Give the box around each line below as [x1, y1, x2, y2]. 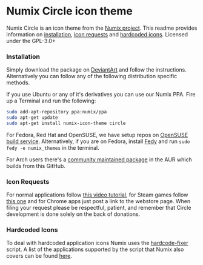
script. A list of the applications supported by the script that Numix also [6, 246, 184, 253]
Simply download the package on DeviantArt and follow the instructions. [6, 66, 187, 73]
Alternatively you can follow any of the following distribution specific [6, 73, 178, 80]
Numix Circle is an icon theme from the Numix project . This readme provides [6, 24, 198, 32]
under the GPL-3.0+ [6, 37, 56, 44]
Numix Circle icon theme [6, 4, 133, 18]
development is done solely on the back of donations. [6, 210, 141, 218]
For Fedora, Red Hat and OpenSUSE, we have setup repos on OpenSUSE [6, 131, 188, 138]
